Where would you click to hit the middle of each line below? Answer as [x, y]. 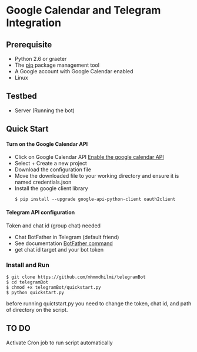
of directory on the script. [37, 309]
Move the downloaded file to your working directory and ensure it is [97, 176]
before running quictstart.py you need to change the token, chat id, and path [99, 303]
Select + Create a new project [51, 164]
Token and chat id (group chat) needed [54, 226]
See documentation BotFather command [64, 243]
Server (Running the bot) [45, 110]
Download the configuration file [53, 170]
